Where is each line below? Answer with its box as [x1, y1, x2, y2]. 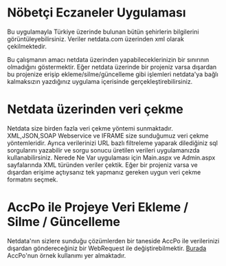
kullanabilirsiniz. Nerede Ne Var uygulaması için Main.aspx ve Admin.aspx [7, 153, 216, 162]
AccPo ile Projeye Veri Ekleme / [7, 199, 189, 215]
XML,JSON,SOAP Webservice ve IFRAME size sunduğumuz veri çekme [7, 131, 209, 140]
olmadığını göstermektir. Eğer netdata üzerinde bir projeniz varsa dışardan [7, 63, 217, 71]
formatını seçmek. [7, 175, 58, 184]
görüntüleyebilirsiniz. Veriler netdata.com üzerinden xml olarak [7, 34, 184, 43]
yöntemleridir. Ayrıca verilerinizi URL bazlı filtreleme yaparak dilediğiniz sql [7, 139, 218, 147]
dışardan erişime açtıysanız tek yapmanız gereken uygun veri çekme [7, 168, 201, 176]
